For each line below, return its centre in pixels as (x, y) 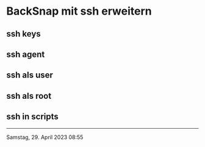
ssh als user (30, 75)
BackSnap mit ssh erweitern (79, 11)
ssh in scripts (33, 117)
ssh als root (29, 96)
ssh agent (26, 54)
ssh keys (23, 34)
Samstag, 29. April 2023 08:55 (45, 137)
